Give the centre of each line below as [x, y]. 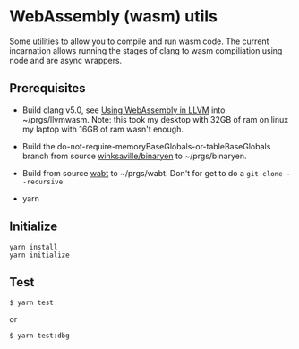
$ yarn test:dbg [39, 336]
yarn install [34, 247]
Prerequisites [47, 88]
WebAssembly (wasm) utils [113, 17]
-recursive [43, 182]
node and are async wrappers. [66, 60]
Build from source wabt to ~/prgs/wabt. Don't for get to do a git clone [153, 173]
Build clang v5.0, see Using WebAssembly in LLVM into [124, 110]
